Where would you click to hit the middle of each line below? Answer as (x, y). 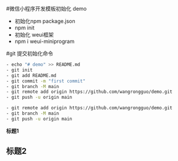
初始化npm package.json (45, 21)
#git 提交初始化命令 (30, 53)
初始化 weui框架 (34, 35)
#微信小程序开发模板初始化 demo (47, 9)
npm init (24, 28)
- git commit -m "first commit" (46, 81)
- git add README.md (32, 75)
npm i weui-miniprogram (44, 41)
